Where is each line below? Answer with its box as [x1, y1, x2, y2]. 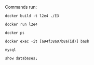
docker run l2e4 [5, 22, 38, 27]
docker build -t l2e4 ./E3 [5, 14, 59, 18]
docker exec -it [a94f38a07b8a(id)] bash [5, 39, 90, 44]
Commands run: [5, 4, 37, 10]
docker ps [5, 31, 25, 35]
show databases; [5, 56, 38, 61]
